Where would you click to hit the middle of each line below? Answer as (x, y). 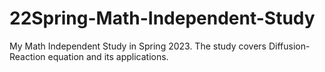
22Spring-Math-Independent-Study (162, 18)
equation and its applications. (108, 56)
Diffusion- (289, 46)
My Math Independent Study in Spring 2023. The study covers (138, 46)
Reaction (27, 56)
